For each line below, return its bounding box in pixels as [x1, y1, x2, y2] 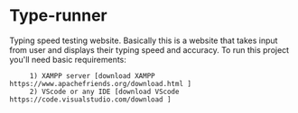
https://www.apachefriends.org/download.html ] [9, 79, 192, 88]
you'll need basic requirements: [9, 54, 126, 65]
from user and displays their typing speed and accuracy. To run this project [9, 44, 290, 55]
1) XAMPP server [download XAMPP [29, 71, 155, 81]
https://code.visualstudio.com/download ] [9, 95, 172, 104]
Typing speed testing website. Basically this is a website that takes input [9, 35, 278, 46]
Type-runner [9, 5, 108, 26]
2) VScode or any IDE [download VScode [29, 87, 180, 96]
